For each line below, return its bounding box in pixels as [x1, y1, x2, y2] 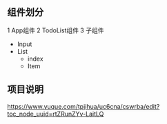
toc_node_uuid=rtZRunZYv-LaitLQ [7, 110, 104, 118]
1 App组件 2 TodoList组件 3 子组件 [7, 26, 104, 34]
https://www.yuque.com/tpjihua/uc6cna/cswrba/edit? [7, 102, 160, 110]
